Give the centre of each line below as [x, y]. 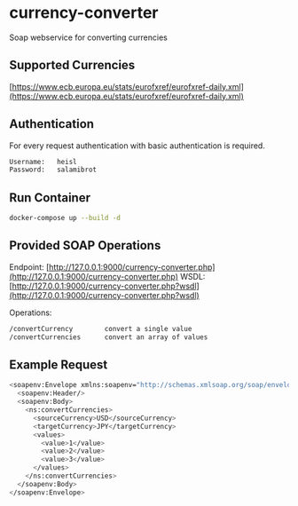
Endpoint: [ [29, 267]
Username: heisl [43, 162]
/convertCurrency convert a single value [101, 328]
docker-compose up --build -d [65, 218]
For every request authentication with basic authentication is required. [137, 146]
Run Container [50, 198]
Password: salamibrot [53, 170]
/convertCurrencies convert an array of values [109, 337]
